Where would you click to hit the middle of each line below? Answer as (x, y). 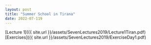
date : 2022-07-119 (24, 18)
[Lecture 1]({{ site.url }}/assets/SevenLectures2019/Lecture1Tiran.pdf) (75, 32)
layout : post (18, 9)
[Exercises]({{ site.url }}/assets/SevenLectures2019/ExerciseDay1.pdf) (76, 37)
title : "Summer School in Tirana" (40, 14)
